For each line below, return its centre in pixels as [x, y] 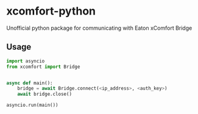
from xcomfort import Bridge [43, 67]
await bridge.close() [44, 94]
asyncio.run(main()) [33, 105]
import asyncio [26, 61]
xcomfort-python [51, 11]
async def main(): [30, 83]
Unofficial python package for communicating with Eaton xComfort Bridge [99, 28]
